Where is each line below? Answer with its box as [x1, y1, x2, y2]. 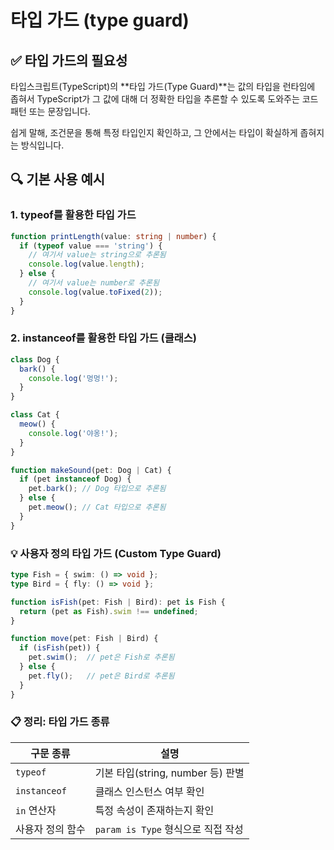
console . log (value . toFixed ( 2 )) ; [28, 287, 163, 297]
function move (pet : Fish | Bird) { [10, 634, 159, 644]
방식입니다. [20, 139, 65, 151]
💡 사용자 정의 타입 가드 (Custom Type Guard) [10, 546, 222, 560]
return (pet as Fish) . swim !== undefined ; [19, 606, 199, 616]
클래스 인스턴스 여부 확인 [94, 784, 205, 798]
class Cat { [10, 410, 60, 420]
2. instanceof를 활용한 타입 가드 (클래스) [10, 331, 197, 345]
